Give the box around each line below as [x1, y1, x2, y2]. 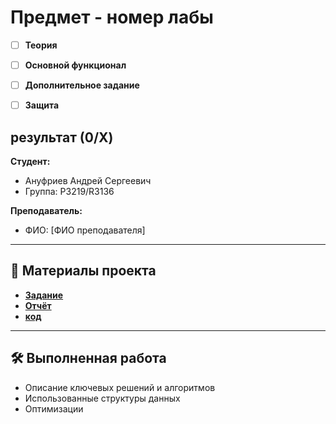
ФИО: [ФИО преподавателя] [24, 224, 146, 236]
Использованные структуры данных [24, 392, 181, 404]
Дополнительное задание [24, 79, 140, 91]
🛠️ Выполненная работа [10, 350, 167, 367]
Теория [24, 39, 58, 51]
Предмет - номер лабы [10, 6, 214, 29]
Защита [24, 99, 60, 111]
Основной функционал [24, 59, 127, 71]
